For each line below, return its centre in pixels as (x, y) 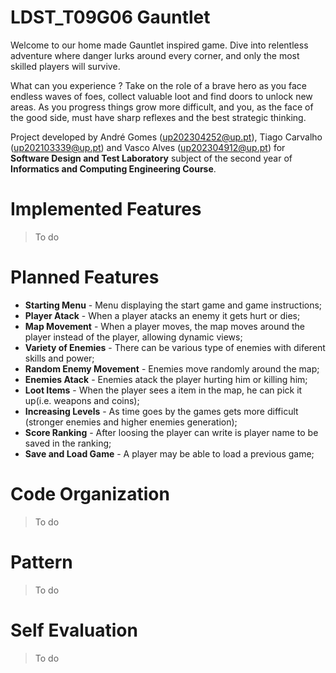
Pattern (41, 562)
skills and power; (59, 358)
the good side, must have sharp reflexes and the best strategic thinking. (158, 117)
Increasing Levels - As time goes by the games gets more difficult (161, 411)
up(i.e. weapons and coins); (82, 400)
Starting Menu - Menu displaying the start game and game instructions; (173, 305)
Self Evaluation (74, 630)
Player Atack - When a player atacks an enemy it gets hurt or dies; (162, 315)
